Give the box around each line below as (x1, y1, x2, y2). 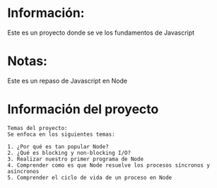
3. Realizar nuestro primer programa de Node (7, 155, 143, 163)
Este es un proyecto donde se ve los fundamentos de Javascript (7, 28, 195, 37)
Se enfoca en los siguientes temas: (7, 131, 115, 138)
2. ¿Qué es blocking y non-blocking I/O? (7, 149, 131, 156)
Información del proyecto (7, 101, 159, 117)
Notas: (7, 53, 48, 69)
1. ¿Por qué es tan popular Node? (7, 143, 110, 150)
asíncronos (7, 168, 40, 175)
